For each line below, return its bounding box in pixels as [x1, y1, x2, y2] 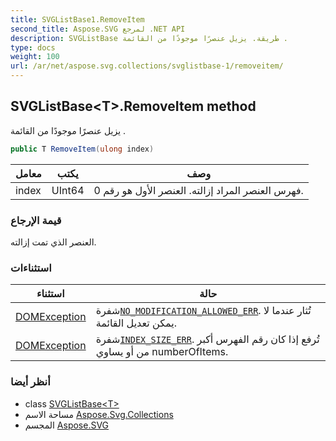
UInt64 [51, 183, 85, 197]
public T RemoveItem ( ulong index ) [10, 144, 155, 154]
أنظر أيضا [10, 375, 51, 389]
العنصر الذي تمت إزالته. [10, 236, 97, 248]
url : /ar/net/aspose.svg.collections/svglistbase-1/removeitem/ [10, 61, 284, 71]
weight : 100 [10, 52, 60, 62]
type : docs [10, 42, 56, 53]
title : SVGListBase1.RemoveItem [10, 14, 145, 25]
